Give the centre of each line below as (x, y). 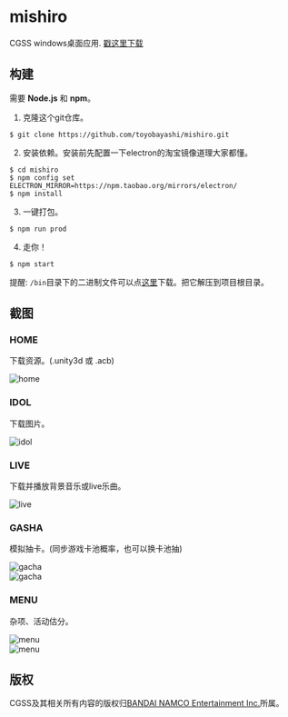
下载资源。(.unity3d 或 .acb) (62, 361)
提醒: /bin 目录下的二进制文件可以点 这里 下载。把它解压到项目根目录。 (139, 282)
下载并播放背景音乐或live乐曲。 (68, 486)
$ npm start (32, 264)
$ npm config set (42, 178)
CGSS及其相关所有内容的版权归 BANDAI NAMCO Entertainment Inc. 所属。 (147, 703)
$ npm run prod (38, 229)
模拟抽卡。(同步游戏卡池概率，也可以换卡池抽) (96, 549)
